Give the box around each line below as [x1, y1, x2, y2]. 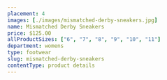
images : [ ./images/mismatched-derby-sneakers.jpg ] [7, 17, 158, 24]
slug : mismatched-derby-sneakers [7, 56, 105, 63]
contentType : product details [7, 62, 96, 69]
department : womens [7, 42, 64, 49]
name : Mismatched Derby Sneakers [7, 23, 105, 30]
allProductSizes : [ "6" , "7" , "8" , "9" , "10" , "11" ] [7, 36, 161, 43]
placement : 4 [7, 10, 45, 17]
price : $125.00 [7, 29, 52, 37]
